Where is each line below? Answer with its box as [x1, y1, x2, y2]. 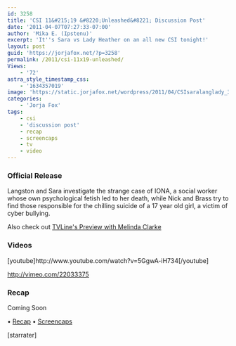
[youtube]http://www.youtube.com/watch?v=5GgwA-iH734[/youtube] [7, 256, 209, 264]
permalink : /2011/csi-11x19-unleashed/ [7, 56, 124, 63]
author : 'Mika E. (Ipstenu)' [7, 30, 93, 37]
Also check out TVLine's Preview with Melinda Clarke [7, 223, 162, 231]
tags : [7, 108, 23, 115]
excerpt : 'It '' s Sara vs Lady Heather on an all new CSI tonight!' [7, 37, 209, 44]
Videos [7, 241, 32, 250]
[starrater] [7, 331, 37, 339]
